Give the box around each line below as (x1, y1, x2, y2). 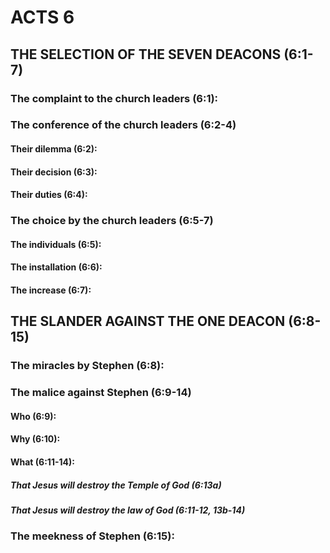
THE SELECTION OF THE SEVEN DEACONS (10, 46, 282, 63)
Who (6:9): (10, 410, 57, 422)
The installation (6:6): (10, 261, 103, 273)
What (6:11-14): (10, 456, 75, 468)
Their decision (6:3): (10, 166, 98, 178)
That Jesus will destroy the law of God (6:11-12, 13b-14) (10, 504, 246, 516)
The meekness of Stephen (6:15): (10, 529, 175, 543)
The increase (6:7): (10, 284, 92, 296)
